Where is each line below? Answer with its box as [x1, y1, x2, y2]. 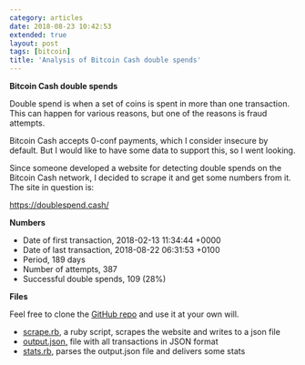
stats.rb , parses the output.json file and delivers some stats [22, 346, 246, 356]
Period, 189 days [22, 254, 86, 265]
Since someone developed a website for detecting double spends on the [9, 163, 282, 173]
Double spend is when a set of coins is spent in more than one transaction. [9, 98, 290, 109]
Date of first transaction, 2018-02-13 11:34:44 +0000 [22, 235, 221, 246]
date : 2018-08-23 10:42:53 [9, 22, 112, 31]
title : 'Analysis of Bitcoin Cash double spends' [9, 56, 202, 65]
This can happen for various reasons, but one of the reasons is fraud [9, 108, 268, 118]
